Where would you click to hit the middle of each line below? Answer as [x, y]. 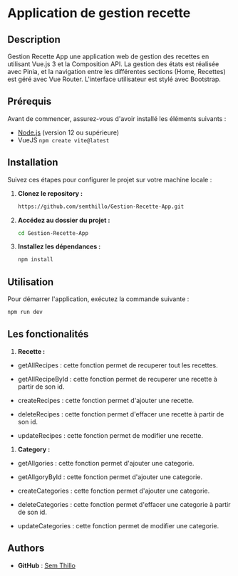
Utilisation [31, 282]
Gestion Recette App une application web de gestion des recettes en [108, 56]
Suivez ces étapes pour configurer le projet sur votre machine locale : [110, 179]
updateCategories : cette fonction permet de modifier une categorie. [118, 525]
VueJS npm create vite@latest [63, 140]
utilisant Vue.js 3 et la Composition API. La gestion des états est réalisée [113, 64]
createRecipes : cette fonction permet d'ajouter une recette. [106, 400]
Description [34, 40]
